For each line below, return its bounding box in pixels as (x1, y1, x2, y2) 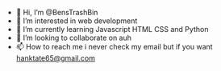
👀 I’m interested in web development (15, 16, 138, 26)
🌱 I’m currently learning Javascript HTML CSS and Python (15, 25, 209, 34)
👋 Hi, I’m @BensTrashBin (15, 8, 98, 17)
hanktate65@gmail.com (15, 53, 95, 63)
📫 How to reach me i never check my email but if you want (15, 42, 213, 51)
